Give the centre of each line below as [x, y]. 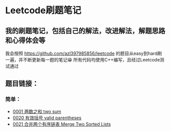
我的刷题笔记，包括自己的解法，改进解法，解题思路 [85, 31]
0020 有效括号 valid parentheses [47, 118]
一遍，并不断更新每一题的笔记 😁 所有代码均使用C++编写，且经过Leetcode [83, 60]
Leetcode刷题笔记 [43, 10]
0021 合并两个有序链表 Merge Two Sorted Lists [62, 124]
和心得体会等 [25, 40]
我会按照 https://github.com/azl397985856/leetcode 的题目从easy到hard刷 [84, 53]
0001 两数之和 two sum [37, 111]
